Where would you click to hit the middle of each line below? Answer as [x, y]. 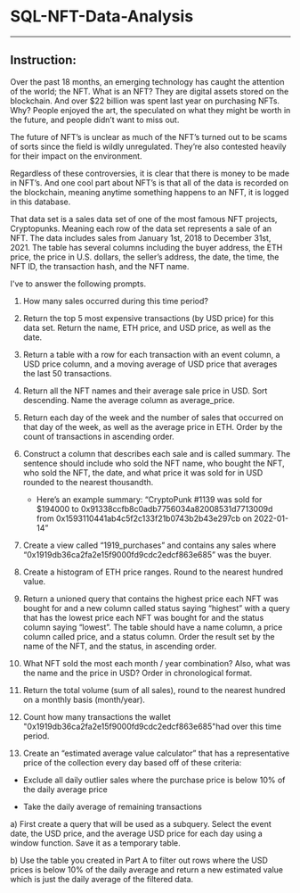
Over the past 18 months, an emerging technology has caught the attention [147, 81]
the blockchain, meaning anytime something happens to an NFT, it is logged [150, 192]
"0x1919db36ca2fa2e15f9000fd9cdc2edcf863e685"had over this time [152, 726]
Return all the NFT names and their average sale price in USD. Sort [145, 391]
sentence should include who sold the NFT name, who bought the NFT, [154, 463]
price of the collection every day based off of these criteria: [132, 762]
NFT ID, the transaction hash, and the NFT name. [100, 266]
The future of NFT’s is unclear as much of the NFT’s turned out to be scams [149, 136]
